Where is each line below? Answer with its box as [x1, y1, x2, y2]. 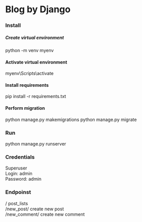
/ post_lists [5, 200, 28, 206]
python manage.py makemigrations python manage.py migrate [5, 116, 137, 122]
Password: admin [5, 176, 42, 182]
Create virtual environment [5, 34, 64, 40]
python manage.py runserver [5, 140, 66, 146]
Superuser [5, 165, 27, 171]
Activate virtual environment [5, 59, 68, 65]
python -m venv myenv [5, 47, 54, 54]
